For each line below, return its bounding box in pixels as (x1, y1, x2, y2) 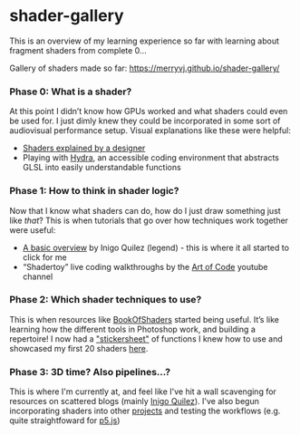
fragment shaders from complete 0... (9, 44, 147, 55)
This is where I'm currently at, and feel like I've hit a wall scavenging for (9, 386, 276, 397)
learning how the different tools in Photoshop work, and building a (9, 324, 256, 334)
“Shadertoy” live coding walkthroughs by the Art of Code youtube (22, 261, 269, 272)
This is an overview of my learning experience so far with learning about (9, 35, 279, 46)
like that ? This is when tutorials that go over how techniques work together (9, 215, 288, 226)
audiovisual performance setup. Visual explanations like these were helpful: (9, 125, 292, 136)
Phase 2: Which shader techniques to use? (9, 294, 202, 306)
